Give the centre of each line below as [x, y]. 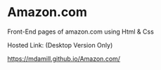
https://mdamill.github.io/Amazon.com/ [64, 58]
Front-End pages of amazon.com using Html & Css [81, 31]
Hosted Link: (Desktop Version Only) [60, 45]
